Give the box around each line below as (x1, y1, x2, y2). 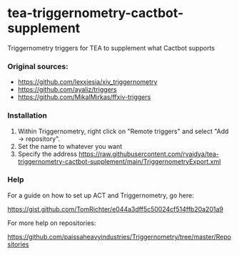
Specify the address (17, 150, 77, 158)
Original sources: (7, 61, 69, 71)
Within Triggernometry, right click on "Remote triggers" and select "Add (17, 127, 229, 135)
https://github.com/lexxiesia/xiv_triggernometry (17, 78, 158, 86)
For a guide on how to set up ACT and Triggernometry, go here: (7, 191, 194, 199)
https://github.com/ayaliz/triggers (17, 85, 117, 94)
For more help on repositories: (7, 219, 96, 227)
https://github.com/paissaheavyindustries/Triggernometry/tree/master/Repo (7, 232, 232, 241)
